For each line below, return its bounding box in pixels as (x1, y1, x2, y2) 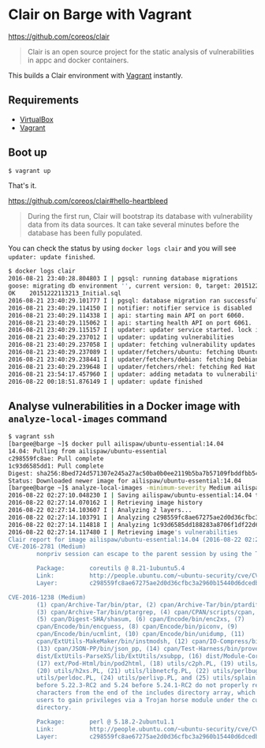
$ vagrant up (8, 167, 51, 175)
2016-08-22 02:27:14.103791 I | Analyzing (8, 513, 150, 521)
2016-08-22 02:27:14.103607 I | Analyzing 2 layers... (8, 506, 192, 514)
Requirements (8, 93, 79, 107)
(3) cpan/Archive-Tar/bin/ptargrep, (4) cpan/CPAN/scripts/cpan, (36, 608, 256, 616)
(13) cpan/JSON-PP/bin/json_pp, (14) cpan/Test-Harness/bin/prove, (36, 645, 263, 652)
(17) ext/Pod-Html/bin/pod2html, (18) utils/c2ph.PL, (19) (36, 660, 235, 667)
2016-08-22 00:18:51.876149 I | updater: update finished (8, 378, 203, 385)
